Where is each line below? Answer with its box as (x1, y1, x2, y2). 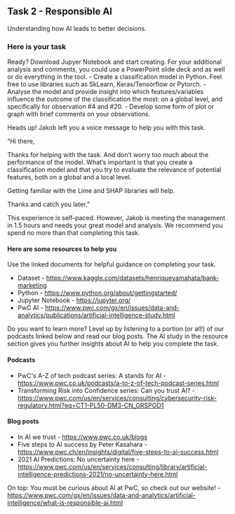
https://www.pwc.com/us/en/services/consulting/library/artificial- (17, 462, 208, 471)
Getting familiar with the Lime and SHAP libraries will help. (7, 187, 175, 195)
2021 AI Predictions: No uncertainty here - (17, 455, 140, 464)
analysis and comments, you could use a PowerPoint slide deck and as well (7, 65, 226, 74)
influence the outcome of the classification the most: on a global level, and (7, 95, 223, 104)
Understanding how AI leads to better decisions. (7, 24, 147, 32)
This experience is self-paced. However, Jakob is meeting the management (7, 214, 226, 222)
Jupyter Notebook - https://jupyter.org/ (17, 296, 131, 304)
